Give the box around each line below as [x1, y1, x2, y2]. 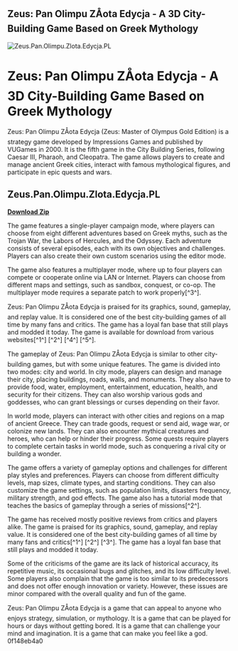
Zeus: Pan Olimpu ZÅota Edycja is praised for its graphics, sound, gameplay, [7, 302, 231, 311]
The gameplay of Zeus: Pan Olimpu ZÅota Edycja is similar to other [7, 349, 203, 358]
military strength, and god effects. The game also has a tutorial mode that [7, 493, 222, 502]
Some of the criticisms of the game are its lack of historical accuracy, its [7, 559, 219, 568]
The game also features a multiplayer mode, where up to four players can [7, 265, 222, 274]
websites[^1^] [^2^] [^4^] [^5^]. [7, 335, 96, 344]
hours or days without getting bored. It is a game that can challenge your [7, 621, 221, 630]
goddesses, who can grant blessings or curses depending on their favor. [7, 397, 220, 406]
